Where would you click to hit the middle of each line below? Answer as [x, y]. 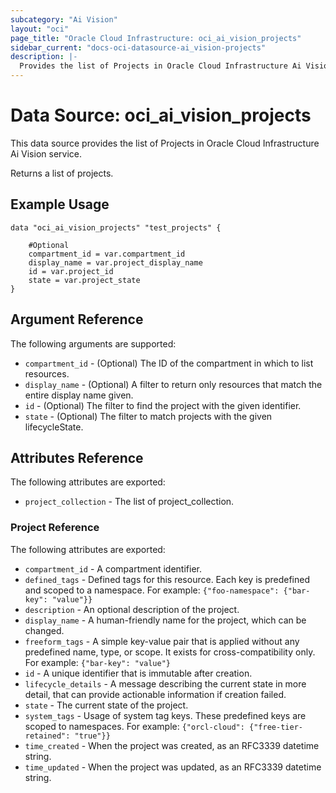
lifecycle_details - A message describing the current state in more [165, 683]
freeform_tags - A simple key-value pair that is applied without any [162, 641]
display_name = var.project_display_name [115, 262]
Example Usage [60, 204]
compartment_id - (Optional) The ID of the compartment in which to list [169, 363]
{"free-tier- [276, 727]
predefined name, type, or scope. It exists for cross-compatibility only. [170, 652]
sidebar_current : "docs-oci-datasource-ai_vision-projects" [138, 47]
